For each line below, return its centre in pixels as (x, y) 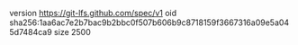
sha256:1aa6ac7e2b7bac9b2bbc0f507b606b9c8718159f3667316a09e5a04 (149, 22)
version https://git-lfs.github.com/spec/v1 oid (93, 13)
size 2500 (72, 32)
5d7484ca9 (31, 32)
